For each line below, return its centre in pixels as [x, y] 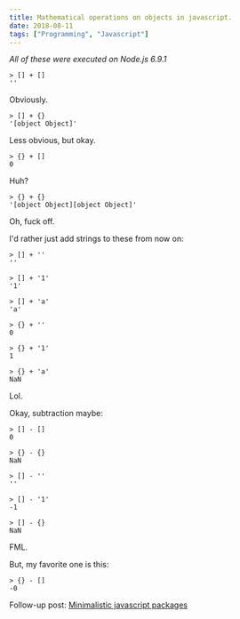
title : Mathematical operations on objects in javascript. [121, 17]
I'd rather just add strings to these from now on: [96, 239]
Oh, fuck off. [32, 221]
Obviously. [29, 100]
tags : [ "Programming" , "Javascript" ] [79, 34]
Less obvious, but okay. [52, 141]
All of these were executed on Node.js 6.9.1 [88, 60]
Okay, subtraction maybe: [56, 414]
